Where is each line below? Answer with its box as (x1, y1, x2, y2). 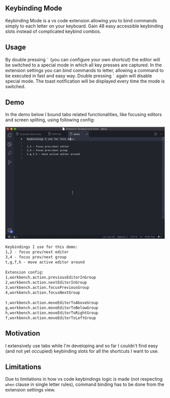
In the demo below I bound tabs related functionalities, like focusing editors (5, 112, 162, 118)
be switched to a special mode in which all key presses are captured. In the (5, 62, 162, 68)
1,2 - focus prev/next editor (5, 249, 69, 255)
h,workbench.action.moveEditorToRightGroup (5, 310, 99, 315)
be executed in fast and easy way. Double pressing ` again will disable (5, 73, 152, 79)
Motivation (5, 329, 40, 338)
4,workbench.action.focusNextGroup (5, 290, 80, 295)
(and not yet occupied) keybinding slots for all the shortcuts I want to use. (5, 348, 159, 354)
